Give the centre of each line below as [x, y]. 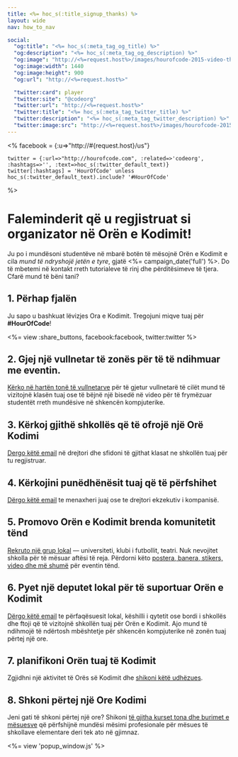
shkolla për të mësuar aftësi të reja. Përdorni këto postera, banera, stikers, [115, 558]
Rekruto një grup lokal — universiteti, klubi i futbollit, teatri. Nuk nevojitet [113, 550]
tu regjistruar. [27, 460]
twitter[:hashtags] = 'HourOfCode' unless [71, 171]
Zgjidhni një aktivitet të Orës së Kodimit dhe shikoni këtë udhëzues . [105, 678]
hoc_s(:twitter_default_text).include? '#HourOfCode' [89, 177]
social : [19, 40]
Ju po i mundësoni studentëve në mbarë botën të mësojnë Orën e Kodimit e [118, 253]
